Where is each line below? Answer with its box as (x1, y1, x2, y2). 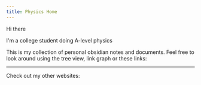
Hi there (6, 25, 26, 32)
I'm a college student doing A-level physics (6, 37, 112, 44)
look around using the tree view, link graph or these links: (6, 54, 147, 62)
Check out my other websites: (6, 72, 80, 79)
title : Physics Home (6, 8, 58, 15)
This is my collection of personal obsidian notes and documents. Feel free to (6, 48, 194, 56)
